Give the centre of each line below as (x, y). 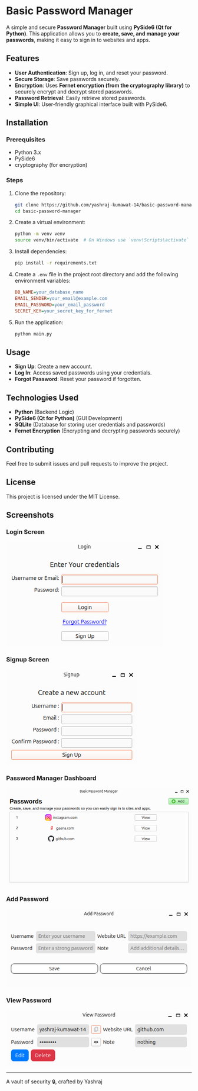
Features (23, 58)
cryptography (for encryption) (51, 165)
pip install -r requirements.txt (56, 263)
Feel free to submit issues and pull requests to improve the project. (87, 463)
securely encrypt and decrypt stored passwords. (74, 91)
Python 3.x (28, 153)
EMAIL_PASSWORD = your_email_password (60, 305)
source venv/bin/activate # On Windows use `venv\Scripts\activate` (102, 240)
